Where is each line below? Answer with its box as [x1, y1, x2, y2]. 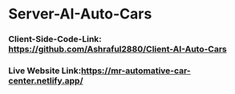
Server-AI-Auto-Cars [8, 5, 152, 23]
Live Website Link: [8, 65, 82, 76]
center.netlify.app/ [8, 76, 83, 87]
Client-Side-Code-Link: [8, 34, 102, 45]
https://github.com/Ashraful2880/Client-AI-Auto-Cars [8, 43, 227, 55]
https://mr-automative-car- [80, 65, 191, 76]
